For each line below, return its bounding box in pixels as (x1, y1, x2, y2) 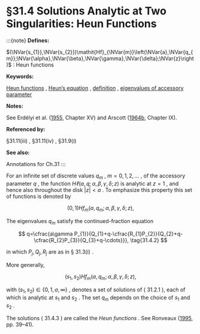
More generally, (6, 261, 45, 269)
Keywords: (6, 73, 34, 80)
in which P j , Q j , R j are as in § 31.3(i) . (6, 248, 94, 257)
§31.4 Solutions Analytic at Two (6, 4, 166, 18)
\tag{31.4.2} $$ (130, 237, 168, 244)
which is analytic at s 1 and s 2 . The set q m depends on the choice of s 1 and (6, 294, 190, 302)
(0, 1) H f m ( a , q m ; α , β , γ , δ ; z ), (66, 204, 135, 213)
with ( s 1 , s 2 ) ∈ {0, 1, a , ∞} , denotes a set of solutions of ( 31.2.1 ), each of (6, 286, 186, 294)
